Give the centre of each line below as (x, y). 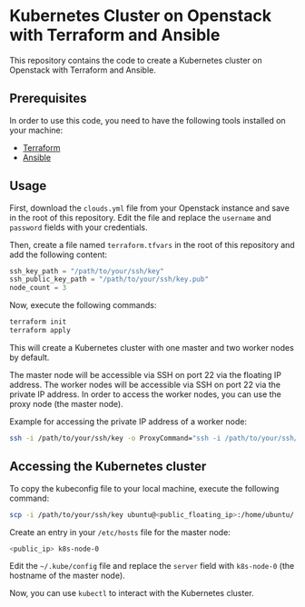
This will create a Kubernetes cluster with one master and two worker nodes (152, 347)
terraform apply (40, 331)
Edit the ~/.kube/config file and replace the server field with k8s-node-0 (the (152, 566)
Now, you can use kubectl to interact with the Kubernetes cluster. (132, 593)
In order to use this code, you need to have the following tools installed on (148, 120)
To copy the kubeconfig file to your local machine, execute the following (144, 488)
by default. (30, 357)
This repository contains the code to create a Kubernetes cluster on (136, 60)
